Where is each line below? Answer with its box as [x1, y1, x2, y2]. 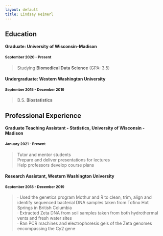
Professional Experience [5, 111, 82, 120]
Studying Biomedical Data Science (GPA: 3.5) [17, 65, 110, 71]
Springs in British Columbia [17, 205, 72, 211]
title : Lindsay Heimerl [5, 12, 54, 17]
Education [5, 30, 37, 38]
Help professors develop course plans [17, 162, 94, 168]
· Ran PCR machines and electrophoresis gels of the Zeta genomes [17, 220, 152, 226]
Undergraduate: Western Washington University [5, 76, 106, 82]
